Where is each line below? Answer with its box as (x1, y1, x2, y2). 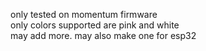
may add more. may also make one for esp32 (10, 30, 197, 41)
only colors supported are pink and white (10, 19, 180, 31)
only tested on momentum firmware (10, 9, 158, 20)
